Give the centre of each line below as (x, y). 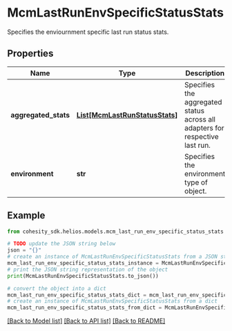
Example (26, 216)
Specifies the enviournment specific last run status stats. (88, 32)
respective (201, 136)
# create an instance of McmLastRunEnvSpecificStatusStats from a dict (112, 301)
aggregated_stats (40, 115)
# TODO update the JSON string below (61, 244)
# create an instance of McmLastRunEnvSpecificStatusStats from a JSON (112, 257)
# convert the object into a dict (57, 288)
